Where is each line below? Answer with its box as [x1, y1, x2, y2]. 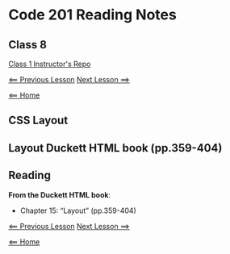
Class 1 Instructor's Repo [8, 59, 91, 69]
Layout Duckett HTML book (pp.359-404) [8, 141, 223, 155]
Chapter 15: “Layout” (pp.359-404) [19, 206, 137, 215]
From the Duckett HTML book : [8, 189, 111, 199]
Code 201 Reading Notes [8, 6, 178, 24]
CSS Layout [8, 114, 69, 127]
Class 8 [8, 38, 47, 52]
